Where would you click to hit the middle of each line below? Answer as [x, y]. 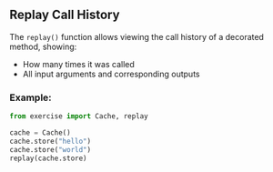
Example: [30, 97]
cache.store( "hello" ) [51, 141]
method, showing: [43, 46]
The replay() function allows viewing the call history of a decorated [136, 36]
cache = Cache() [40, 132]
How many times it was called [78, 64]
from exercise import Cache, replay [79, 116]
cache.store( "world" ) [51, 149]
